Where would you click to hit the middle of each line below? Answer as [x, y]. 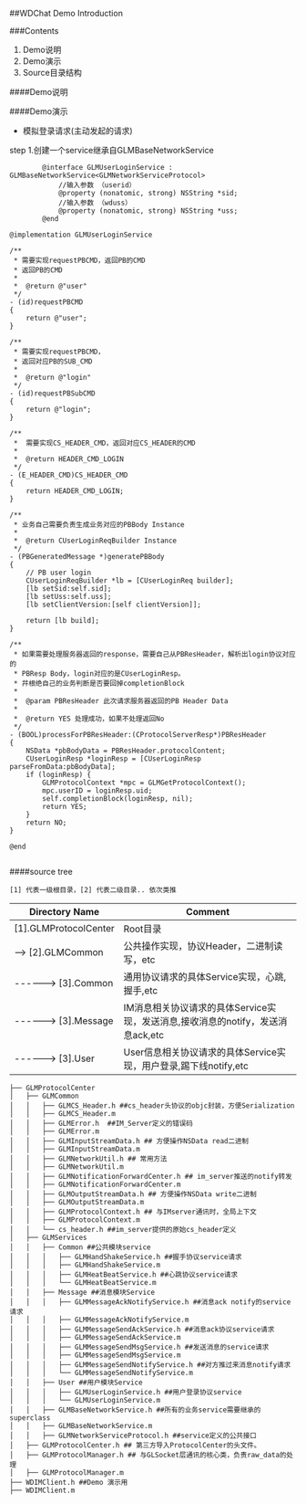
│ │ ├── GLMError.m [55, 1131]
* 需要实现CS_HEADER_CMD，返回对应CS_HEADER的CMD [104, 443]
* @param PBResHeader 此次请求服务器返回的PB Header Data [121, 701]
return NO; [46, 823]
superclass [30, 1418]
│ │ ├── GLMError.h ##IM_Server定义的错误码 [101, 1123]
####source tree [41, 872]
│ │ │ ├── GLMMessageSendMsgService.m [95, 1355]
